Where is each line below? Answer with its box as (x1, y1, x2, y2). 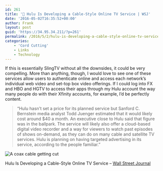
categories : (5, 39, 29, 44)
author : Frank (5, 20, 34, 26)
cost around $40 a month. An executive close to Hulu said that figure (16, 116, 155, 122)
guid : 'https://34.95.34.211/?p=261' (5, 30, 81, 34)
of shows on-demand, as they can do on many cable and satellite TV (16, 131, 155, 137)
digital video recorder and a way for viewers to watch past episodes (16, 126, 153, 132)
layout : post (5, 25, 32, 30)
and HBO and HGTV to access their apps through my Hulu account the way (5, 86, 155, 92)
